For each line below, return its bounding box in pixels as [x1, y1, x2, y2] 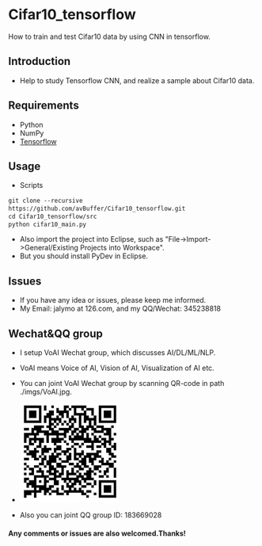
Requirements [8, 99, 79, 113]
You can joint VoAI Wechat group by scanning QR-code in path [19, 379, 225, 388]
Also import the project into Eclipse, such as [19, 235, 164, 244]
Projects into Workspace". [80, 243, 165, 253]
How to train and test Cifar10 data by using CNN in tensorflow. [8, 32, 211, 41]
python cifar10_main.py [8, 220, 87, 229]
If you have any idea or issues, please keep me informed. [19, 296, 207, 305]
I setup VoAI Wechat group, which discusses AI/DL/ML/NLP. [19, 348, 216, 357]
